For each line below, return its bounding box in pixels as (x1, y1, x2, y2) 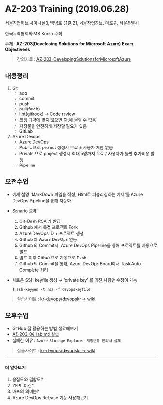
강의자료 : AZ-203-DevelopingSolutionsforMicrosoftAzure (16, 56, 131, 62)
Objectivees (5, 46, 30, 52)
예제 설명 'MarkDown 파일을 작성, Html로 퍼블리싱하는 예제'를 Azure (12, 191, 143, 197)
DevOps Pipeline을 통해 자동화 (12, 197, 71, 203)
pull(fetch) (19, 106, 40, 111)
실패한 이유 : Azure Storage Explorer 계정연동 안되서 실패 (12, 337, 121, 344)
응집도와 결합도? (12, 376, 44, 382)
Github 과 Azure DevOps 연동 (19, 236, 77, 242)
